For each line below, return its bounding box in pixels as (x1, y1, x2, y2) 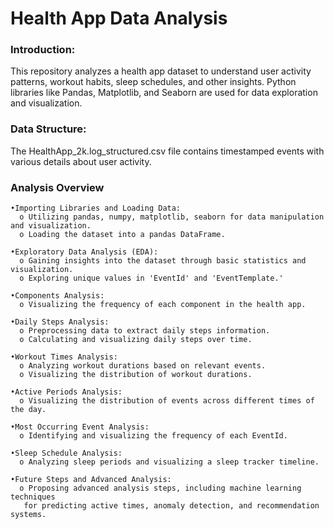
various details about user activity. (10, 155, 152, 167)
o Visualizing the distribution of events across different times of (19, 396, 315, 406)
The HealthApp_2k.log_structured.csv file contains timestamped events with (10, 145, 325, 157)
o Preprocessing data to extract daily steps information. (19, 326, 271, 336)
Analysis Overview (10, 180, 105, 194)
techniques (10, 492, 56, 502)
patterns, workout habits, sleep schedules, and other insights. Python (10, 76, 297, 88)
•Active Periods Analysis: (10, 387, 123, 397)
